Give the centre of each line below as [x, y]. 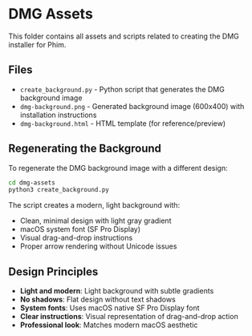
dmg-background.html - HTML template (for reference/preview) [123, 123]
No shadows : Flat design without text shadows [98, 300]
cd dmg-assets [32, 182]
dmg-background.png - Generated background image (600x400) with [132, 106]
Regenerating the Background [85, 149]
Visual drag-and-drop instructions [76, 238]
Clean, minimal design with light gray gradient [96, 221]
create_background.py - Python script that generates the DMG [122, 89]
